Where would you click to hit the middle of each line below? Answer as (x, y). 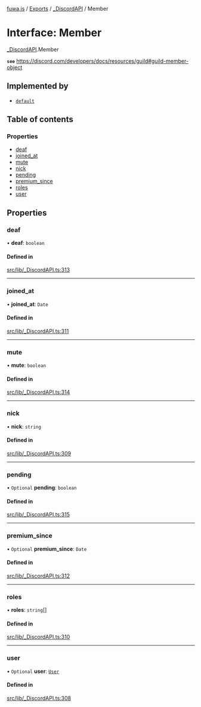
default (25, 101)
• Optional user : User (33, 671)
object (15, 67)
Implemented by (38, 86)
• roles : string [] (27, 610)
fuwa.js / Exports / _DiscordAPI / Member (58, 9)
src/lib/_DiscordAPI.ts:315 (38, 515)
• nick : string (24, 426)
